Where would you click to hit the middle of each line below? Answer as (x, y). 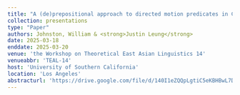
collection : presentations (47, 21)
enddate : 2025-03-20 (38, 47)
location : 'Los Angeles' (44, 74)
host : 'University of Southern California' (73, 67)
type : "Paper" (29, 27)
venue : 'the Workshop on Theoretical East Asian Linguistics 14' (106, 54)
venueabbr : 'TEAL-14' (40, 61)
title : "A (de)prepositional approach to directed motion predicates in (118, 14)
